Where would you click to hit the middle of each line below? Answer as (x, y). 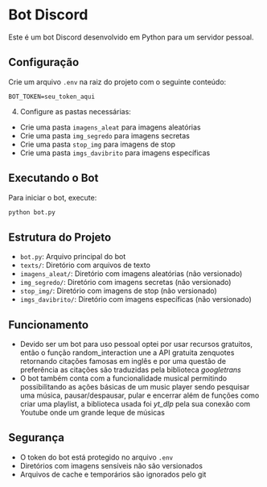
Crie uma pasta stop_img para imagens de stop (97, 144)
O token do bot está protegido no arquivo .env (97, 457)
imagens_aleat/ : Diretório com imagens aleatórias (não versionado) (131, 274)
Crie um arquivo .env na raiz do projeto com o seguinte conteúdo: (117, 81)
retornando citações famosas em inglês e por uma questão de (123, 361)
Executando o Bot (53, 178)
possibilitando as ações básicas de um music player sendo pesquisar (135, 387)
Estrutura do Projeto (60, 237)
